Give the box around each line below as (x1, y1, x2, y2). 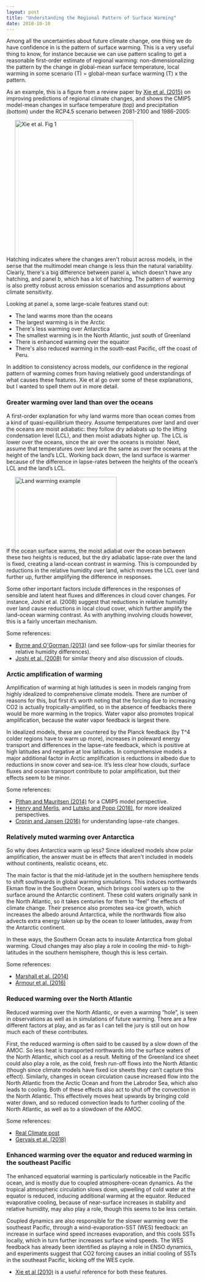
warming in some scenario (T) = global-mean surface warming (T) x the (6, 70, 188, 77)
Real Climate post (15, 1129, 60, 1137)
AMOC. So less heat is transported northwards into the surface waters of (6, 1046, 191, 1054)
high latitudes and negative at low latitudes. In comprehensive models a (6, 748, 187, 755)
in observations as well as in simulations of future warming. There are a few (6, 1015, 197, 1022)
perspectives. (15, 810, 50, 818)
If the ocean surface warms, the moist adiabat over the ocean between (6, 547, 185, 554)
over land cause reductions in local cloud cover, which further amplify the (6, 605, 192, 612)
